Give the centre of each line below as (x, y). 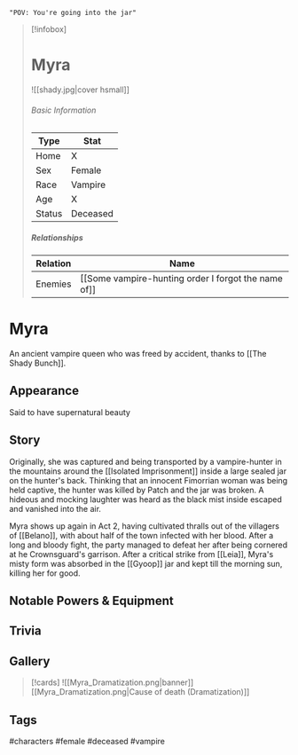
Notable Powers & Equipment (92, 601)
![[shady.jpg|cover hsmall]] (80, 90)
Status (49, 214)
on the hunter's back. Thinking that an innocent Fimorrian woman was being (149, 480)
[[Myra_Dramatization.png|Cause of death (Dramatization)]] (140, 692)
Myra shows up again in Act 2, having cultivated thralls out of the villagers (144, 526)
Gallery (30, 661)
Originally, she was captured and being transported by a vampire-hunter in (145, 461)
